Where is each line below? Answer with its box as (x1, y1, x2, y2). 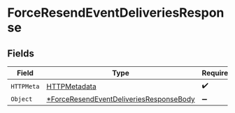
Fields (7, 47, 35, 59)
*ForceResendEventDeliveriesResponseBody (46, 94, 196, 104)
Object (10, 96, 33, 103)
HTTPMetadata (46, 82, 97, 91)
